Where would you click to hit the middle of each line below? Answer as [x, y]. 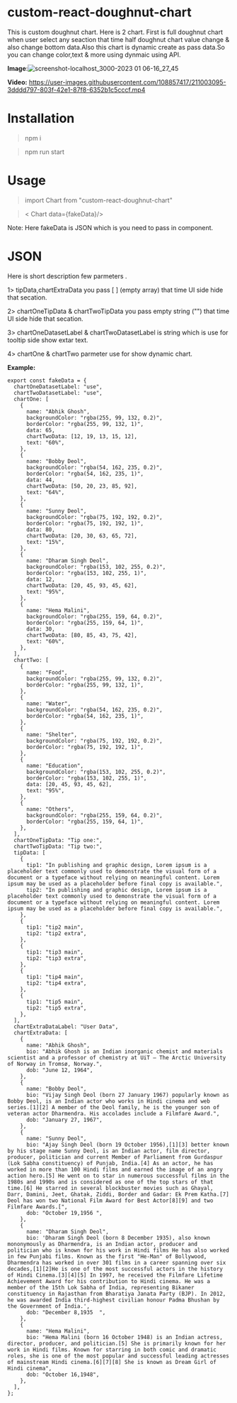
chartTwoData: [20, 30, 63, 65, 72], [82, 536]
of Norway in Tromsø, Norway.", [55, 1064]
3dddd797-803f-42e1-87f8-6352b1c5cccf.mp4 [76, 89]
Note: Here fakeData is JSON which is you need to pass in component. [110, 227]
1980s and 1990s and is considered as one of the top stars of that [110, 1182]
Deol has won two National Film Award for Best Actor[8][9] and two [110, 1201]
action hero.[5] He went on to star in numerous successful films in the [118, 1176]
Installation [41, 119]
